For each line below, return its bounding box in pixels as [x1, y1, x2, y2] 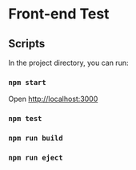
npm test [8, 114, 42, 123]
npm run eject [8, 153, 63, 163]
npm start [8, 78, 46, 87]
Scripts [8, 37, 46, 51]
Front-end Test [8, 5, 110, 23]
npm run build [8, 134, 63, 143]
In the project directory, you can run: [8, 58, 129, 67]
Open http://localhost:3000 [8, 94, 98, 104]
